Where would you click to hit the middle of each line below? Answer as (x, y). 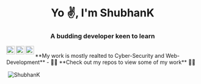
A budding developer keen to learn (103, 37)
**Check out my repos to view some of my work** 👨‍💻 (127, 62)
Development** (26, 62)
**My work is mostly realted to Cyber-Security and (100, 56)
